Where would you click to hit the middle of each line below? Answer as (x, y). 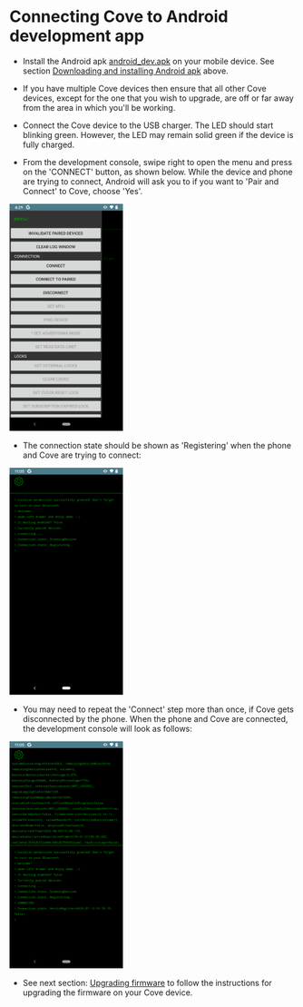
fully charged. (49, 144)
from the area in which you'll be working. (99, 107)
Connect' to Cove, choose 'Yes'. (83, 191)
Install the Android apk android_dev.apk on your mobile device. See (148, 61)
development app (77, 36)
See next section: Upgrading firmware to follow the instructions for (147, 982)
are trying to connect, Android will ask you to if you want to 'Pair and (151, 181)
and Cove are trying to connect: (82, 455)
